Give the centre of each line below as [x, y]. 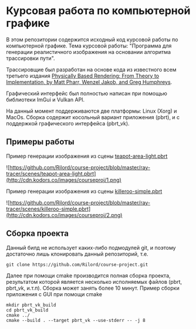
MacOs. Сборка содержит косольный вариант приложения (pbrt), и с [93, 117]
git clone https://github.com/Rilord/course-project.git [77, 264]
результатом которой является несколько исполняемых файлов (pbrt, [94, 281]
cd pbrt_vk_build [27, 310]
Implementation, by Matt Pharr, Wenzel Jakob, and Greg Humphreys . [89, 82]
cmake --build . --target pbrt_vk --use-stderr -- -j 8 [76, 320]
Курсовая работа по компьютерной [98, 11]
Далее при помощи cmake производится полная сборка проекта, [89, 275]
